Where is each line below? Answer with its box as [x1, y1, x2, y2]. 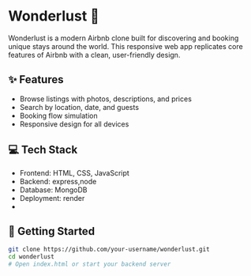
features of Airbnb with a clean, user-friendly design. [8, 50, 181, 59]
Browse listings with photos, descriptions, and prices [19, 94, 192, 104]
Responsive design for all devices [19, 119, 129, 129]
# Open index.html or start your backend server [8, 260, 171, 268]
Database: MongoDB [19, 185, 88, 195]
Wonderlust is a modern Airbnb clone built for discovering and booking [8, 33, 239, 43]
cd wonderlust [8, 253, 55, 261]
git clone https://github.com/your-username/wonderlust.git [8, 245, 211, 254]
